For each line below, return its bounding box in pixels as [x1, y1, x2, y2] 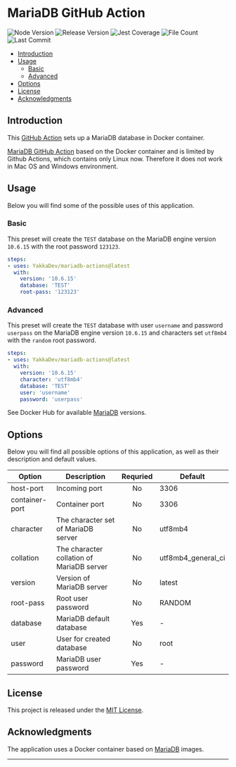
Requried [122, 472, 153, 482]
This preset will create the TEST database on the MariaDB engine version [7, 235, 216, 243]
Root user [55, 594, 88, 604]
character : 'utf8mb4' [20, 375, 83, 383]
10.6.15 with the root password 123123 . [7, 242, 121, 251]
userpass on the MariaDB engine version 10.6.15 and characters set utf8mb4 [7, 329, 227, 337]
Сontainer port [55, 499, 105, 509]
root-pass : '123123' [20, 289, 80, 296]
